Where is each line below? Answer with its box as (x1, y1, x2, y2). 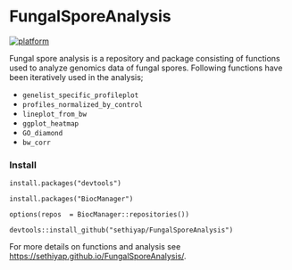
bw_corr (21, 138, 51, 147)
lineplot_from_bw (21, 110, 88, 119)
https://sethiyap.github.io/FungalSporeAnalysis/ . (9, 251, 187, 262)
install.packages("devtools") (9, 179, 122, 188)
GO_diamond (21, 128, 63, 137)
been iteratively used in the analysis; (9, 71, 144, 82)
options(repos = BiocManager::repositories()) (9, 210, 190, 219)
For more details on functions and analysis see (9, 241, 181, 252)
